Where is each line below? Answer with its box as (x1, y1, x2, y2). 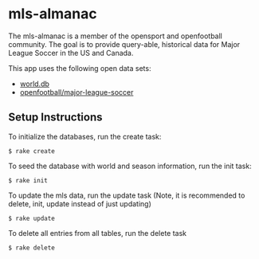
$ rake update (8, 214, 56, 222)
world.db (19, 79, 50, 88)
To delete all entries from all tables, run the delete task (8, 228, 187, 237)
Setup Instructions (8, 111, 103, 124)
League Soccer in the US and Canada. (8, 48, 134, 57)
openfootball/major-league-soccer (19, 87, 134, 96)
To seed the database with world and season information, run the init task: (8, 161, 253, 171)
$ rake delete (8, 244, 56, 252)
